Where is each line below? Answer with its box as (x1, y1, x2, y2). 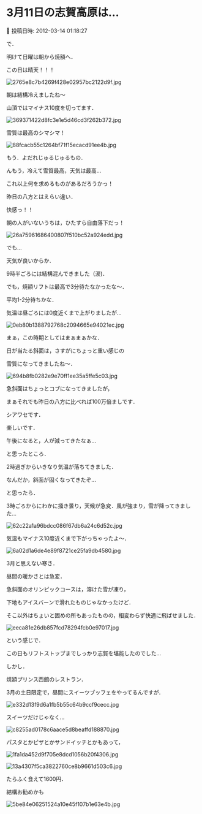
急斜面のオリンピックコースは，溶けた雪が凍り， (6, 585, 130, 593)
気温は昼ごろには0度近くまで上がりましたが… (6, 309, 122, 316)
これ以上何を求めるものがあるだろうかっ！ (6, 180, 114, 187)
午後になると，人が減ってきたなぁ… (6, 436, 97, 444)
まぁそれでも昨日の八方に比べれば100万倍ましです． (6, 398, 138, 405)
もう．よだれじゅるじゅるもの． (6, 154, 87, 161)
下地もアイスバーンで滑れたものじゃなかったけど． (6, 598, 135, 606)
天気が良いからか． (6, 257, 55, 264)
